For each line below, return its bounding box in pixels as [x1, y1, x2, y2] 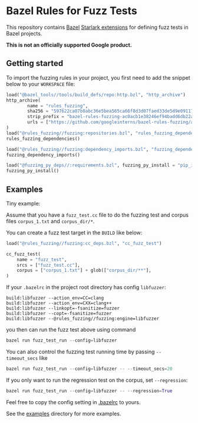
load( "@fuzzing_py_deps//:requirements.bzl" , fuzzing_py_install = [6, 162, 176, 169]
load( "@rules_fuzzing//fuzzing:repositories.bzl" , [6, 130, 133, 136]
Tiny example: [6, 199, 41, 207]
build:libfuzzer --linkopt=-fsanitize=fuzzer [6, 306, 120, 311]
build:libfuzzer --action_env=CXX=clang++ [6, 300, 112, 306]
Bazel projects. [6, 29, 42, 37]
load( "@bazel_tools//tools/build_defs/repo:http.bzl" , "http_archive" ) [6, 91, 186, 98]
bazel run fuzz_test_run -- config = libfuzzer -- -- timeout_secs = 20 [6, 366, 173, 372]
